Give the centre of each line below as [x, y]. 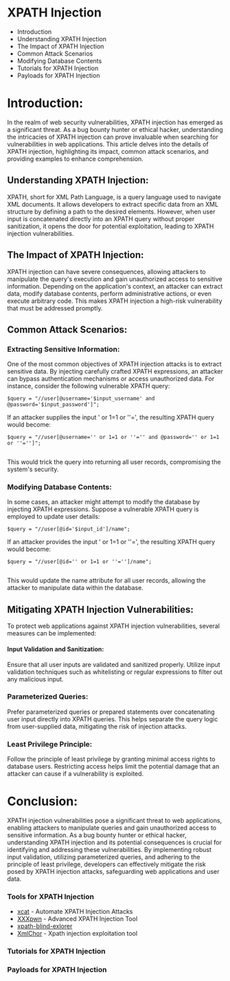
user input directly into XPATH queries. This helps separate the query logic [113, 719]
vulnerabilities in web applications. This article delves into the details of [108, 144]
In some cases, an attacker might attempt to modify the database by [104, 502]
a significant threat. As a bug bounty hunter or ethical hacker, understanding [115, 129]
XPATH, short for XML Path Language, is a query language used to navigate [114, 196]
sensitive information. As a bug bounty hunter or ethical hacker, [97, 835]
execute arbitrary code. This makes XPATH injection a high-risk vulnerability [115, 301]
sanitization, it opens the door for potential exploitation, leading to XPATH [111, 226]
